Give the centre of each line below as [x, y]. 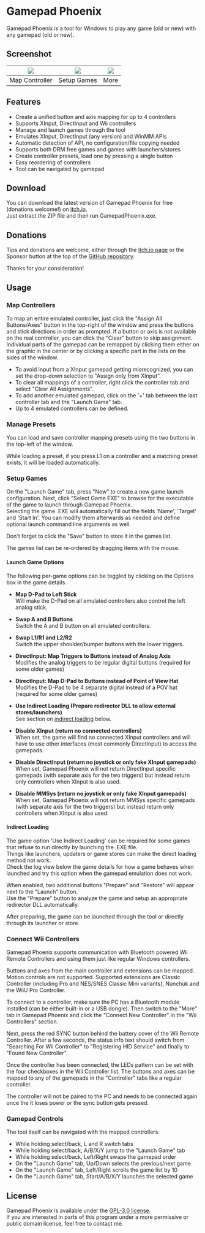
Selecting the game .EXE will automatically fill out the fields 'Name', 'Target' [102, 511]
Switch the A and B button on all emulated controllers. [83, 625]
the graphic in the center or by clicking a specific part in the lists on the [96, 351]
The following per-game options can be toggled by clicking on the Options [100, 576]
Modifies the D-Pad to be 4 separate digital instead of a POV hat [96, 687]
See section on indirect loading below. [63, 719]
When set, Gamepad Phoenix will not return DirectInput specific [95, 768]
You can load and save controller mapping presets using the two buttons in [101, 438]
